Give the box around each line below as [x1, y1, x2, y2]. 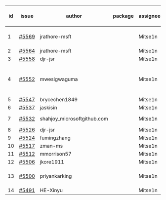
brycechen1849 [40, 96, 78, 103]
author [66, 12, 83, 19]
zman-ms [40, 143, 63, 149]
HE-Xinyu [40, 187, 63, 194]
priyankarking [40, 173, 72, 179]
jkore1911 [40, 159, 64, 165]
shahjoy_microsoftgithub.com [40, 116, 109, 122]
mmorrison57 [40, 151, 72, 157]
